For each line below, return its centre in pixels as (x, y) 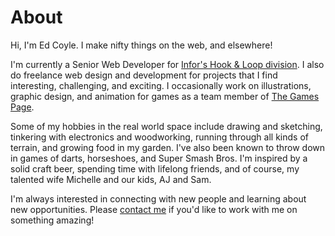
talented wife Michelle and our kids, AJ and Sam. (111, 179)
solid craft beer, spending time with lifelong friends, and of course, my (155, 168)
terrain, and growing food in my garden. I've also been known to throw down (168, 147)
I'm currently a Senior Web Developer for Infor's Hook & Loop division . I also (167, 64)
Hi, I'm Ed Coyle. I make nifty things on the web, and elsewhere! (141, 45)
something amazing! (52, 220)
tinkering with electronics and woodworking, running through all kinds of (159, 137)
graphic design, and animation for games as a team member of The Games (165, 96)
